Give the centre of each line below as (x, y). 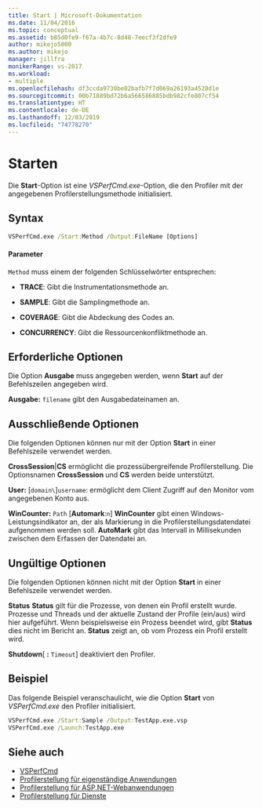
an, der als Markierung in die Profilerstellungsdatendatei (160, 522)
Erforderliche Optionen (65, 357)
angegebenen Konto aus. (49, 498)
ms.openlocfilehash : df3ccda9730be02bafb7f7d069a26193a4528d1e (114, 88)
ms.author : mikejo (38, 52)
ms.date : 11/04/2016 (42, 23)
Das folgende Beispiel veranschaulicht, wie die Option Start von (111, 697)
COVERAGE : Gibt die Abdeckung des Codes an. (97, 317)
